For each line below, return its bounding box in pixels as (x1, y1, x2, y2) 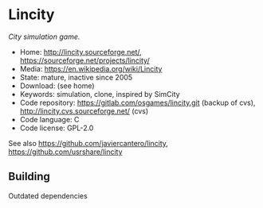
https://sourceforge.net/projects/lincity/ (19, 56, 150, 65)
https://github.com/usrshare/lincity (8, 147, 123, 156)
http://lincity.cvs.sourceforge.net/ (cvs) (19, 106, 149, 116)
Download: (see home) (19, 81, 95, 91)
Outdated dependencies (8, 191, 88, 200)
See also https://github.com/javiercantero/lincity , (8, 138, 169, 148)
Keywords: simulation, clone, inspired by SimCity (19, 89, 181, 98)
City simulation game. (8, 32, 80, 41)
